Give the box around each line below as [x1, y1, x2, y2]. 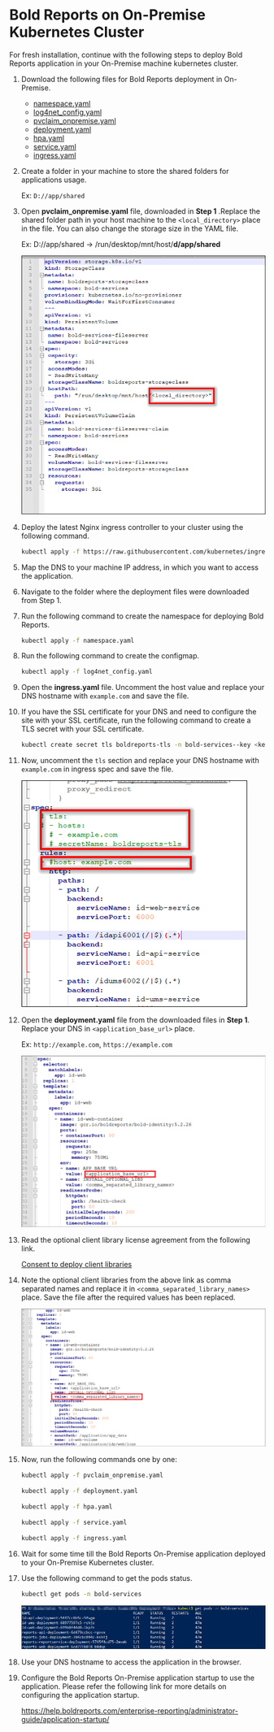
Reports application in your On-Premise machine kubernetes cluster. [9, 59, 239, 68]
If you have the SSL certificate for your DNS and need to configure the [20, 707, 257, 717]
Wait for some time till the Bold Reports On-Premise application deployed [20, 1548, 267, 1558]
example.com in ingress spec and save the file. [20, 764, 174, 774]
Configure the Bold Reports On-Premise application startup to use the [20, 1673, 255, 1682]
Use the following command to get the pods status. [20, 1573, 194, 1582]
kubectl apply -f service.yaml [20, 1518, 128, 1527]
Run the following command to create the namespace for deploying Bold [20, 611, 264, 621]
